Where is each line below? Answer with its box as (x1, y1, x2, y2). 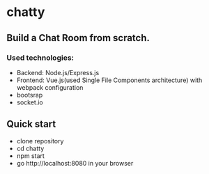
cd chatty (16, 144, 45, 152)
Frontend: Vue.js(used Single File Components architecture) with (16, 76, 203, 84)
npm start (16, 151, 45, 160)
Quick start (6, 118, 56, 130)
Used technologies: (6, 53, 75, 63)
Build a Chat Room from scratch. (6, 32, 150, 44)
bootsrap (16, 90, 43, 99)
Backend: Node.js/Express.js (16, 68, 100, 77)
